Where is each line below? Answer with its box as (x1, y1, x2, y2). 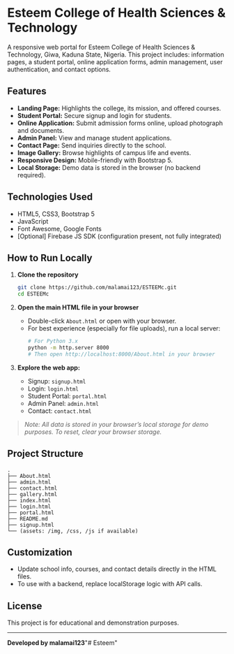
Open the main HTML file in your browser (17, 303, 139, 312)
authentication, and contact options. (7, 65, 111, 73)
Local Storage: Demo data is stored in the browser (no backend (17, 163, 201, 172)
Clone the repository (17, 270, 79, 279)
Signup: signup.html (27, 377, 86, 385)
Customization (7, 546, 73, 558)
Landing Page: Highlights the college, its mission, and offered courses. (17, 103, 221, 112)
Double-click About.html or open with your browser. (27, 317, 177, 326)
